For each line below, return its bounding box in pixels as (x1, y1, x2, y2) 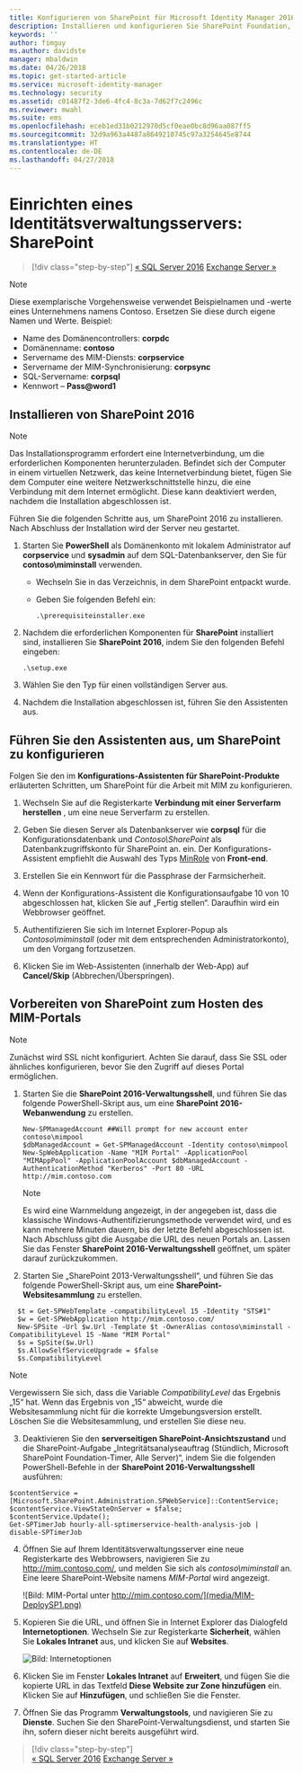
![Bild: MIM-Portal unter (22, 1590, 110, 1600)
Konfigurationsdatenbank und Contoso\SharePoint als (22, 834, 222, 845)
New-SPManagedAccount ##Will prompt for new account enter (22, 1124, 249, 1133)
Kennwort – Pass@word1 (22, 381, 117, 392)
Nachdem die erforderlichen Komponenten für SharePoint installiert (22, 627, 274, 638)
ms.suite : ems (9, 113, 63, 122)
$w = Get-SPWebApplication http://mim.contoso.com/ (17, 1314, 216, 1324)
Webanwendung (22, 1107, 86, 1118)
